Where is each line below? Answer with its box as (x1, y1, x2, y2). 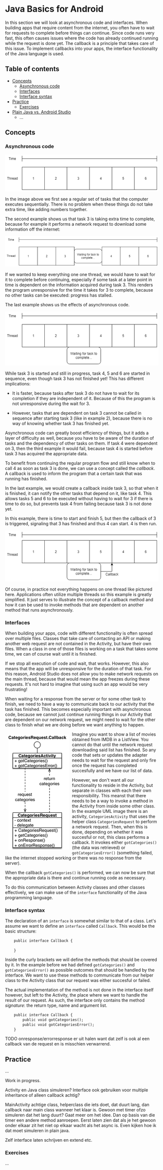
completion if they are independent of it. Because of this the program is (12, 395, 156, 401)
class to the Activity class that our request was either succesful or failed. (5, 978, 151, 983)
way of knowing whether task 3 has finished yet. (12, 420, 109, 426)
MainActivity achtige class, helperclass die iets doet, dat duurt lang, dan (5, 1102, 150, 1107)
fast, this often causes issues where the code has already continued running (5, 35, 158, 41)
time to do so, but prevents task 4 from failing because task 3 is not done (5, 501, 152, 507)
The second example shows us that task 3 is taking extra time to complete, (5, 216, 155, 222)
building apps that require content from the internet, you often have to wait (5, 24, 155, 30)
